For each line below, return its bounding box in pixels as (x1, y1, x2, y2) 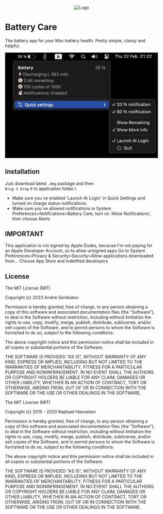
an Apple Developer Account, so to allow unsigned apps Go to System (5, 248, 146, 254)
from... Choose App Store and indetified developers (5, 258, 108, 264)
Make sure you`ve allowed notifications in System (12, 205, 112, 211)
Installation (5, 168, 40, 176)
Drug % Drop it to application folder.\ (5, 185, 77, 192)
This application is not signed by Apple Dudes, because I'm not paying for (5, 243, 153, 248)
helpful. (5, 43, 20, 49)
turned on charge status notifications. (12, 200, 87, 206)
